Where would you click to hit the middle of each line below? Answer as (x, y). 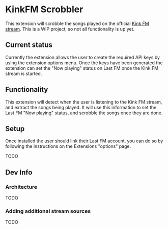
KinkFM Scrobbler (44, 9)
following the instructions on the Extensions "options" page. (68, 146)
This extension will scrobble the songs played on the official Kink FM (77, 23)
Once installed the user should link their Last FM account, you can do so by (84, 141)
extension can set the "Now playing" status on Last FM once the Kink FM (82, 68)
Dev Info (19, 172)
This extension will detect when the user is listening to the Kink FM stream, (84, 102)
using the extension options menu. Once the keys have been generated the (84, 63)
